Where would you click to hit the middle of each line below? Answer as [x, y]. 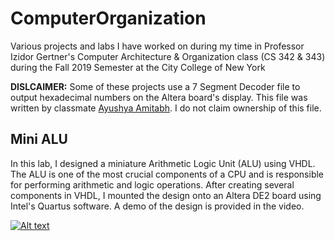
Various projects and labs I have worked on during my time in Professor [157, 46]
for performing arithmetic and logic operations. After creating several [152, 184]
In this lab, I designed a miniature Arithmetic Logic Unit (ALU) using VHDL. [163, 163]
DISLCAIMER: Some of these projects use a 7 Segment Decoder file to [155, 86]
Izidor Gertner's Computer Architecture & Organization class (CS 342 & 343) [168, 56]
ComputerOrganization [108, 18]
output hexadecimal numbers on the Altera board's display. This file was [159, 97]
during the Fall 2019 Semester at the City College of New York [138, 67]
